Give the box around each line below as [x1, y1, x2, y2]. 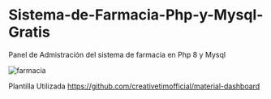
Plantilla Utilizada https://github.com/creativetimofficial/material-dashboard [8, 81, 260, 91]
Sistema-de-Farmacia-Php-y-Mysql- [8, 6, 264, 24]
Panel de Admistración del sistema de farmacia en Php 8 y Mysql [8, 49, 226, 59]
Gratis [8, 23, 50, 41]
